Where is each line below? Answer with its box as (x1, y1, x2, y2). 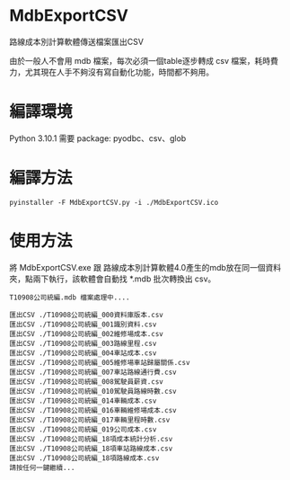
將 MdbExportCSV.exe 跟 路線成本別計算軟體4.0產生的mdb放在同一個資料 (9, 262, 282, 272)
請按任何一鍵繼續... (9, 463, 75, 472)
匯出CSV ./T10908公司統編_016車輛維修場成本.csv (9, 405, 177, 414)
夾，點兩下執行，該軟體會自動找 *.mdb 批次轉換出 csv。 (9, 273, 216, 284)
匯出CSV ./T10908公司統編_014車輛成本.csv (9, 396, 157, 405)
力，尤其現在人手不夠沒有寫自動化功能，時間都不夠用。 (9, 67, 214, 77)
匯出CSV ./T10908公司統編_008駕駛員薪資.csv (9, 377, 163, 387)
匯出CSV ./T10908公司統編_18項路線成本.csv (9, 453, 160, 463)
